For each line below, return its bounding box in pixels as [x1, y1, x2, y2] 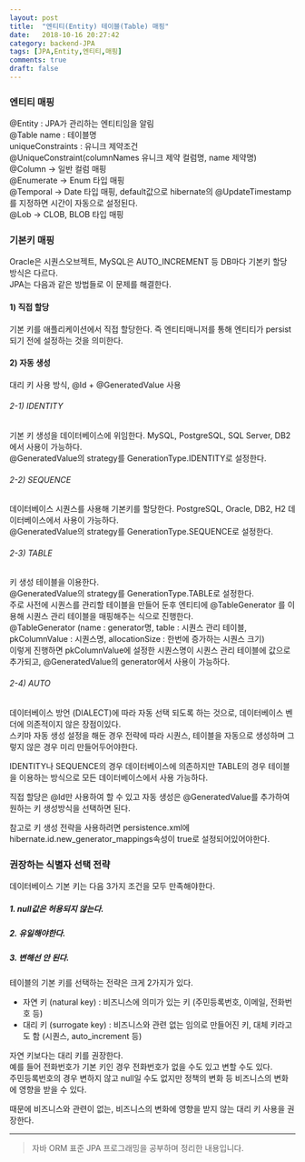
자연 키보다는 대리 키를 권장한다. [9, 1049, 124, 1060]
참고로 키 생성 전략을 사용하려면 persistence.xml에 [9, 822, 191, 833]
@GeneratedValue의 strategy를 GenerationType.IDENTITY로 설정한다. [9, 453, 267, 464]
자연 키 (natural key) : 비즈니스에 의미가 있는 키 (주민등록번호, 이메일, [22, 997, 269, 1007]
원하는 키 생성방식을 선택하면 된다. [9, 802, 131, 814]
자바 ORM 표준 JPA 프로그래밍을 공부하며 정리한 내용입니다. [31, 1142, 244, 1153]
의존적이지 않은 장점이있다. [25, 718, 122, 729]
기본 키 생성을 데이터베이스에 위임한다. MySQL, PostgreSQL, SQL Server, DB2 [9, 430, 291, 441]
